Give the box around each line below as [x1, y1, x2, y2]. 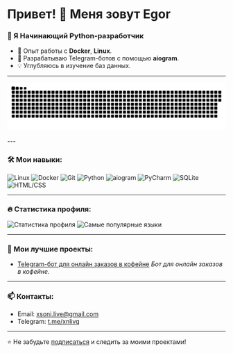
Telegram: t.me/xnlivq [17, 318, 80, 326]
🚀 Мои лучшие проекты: [7, 244, 94, 254]
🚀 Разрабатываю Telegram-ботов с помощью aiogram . [17, 54, 180, 63]
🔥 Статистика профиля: [7, 204, 92, 214]
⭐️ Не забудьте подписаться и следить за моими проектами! [7, 338, 187, 346]
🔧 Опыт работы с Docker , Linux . [17, 47, 112, 55]
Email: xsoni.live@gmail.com [17, 310, 99, 318]
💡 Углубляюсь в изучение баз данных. [17, 62, 131, 70]
